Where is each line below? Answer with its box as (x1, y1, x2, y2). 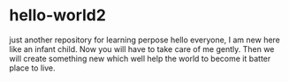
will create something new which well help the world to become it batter (9, 53, 271, 63)
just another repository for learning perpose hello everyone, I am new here (9, 34, 281, 45)
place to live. (9, 63, 56, 73)
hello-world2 (9, 5, 106, 26)
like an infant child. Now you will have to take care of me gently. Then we (9, 43, 275, 54)
